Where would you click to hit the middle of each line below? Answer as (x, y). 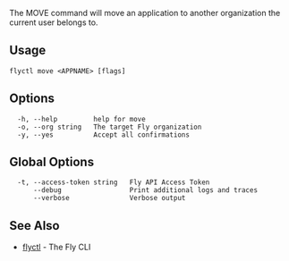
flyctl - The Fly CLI (56, 247)
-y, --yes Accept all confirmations (104, 135)
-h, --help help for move (81, 119)
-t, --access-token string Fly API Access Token (114, 182)
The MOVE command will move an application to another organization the (145, 13)
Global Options (52, 162)
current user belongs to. (54, 22)
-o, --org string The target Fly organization (110, 127)
